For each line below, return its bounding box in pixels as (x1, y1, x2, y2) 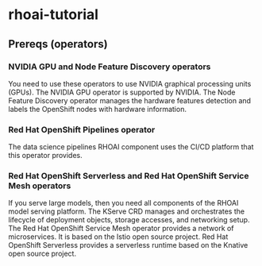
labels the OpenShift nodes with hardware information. (8, 104, 187, 114)
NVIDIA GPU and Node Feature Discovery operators (8, 61, 211, 72)
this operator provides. (8, 151, 83, 160)
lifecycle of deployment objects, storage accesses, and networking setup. (8, 215, 250, 225)
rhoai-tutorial (8, 6, 99, 24)
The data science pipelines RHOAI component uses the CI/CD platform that (8, 142, 254, 152)
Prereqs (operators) (8, 37, 109, 51)
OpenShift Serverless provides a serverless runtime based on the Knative (8, 241, 249, 250)
